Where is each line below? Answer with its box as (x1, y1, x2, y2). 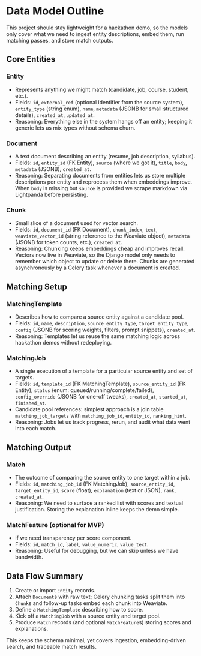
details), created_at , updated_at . (14, 111, 95, 118)
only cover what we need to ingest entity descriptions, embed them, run (6, 30, 184, 37)
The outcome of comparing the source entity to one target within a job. (14, 474, 191, 481)
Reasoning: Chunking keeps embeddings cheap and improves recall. (14, 245, 185, 253)
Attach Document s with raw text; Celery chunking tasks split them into (14, 593, 185, 600)
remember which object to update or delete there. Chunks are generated (14, 258, 195, 265)
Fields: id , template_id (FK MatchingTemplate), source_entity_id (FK (14, 380, 186, 388)
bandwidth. (14, 553, 43, 561)
